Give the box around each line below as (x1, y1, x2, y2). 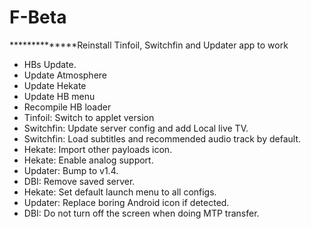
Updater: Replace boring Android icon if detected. (23, 196, 230, 208)
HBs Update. (23, 58, 77, 70)
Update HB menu (23, 90, 96, 102)
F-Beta (9, 6, 67, 29)
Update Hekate (23, 79, 87, 91)
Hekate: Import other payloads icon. (23, 143, 173, 155)
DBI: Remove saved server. (23, 175, 136, 187)
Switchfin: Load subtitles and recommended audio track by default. (23, 132, 302, 145)
